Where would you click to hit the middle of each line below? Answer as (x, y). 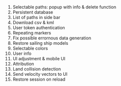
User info (22, 53)
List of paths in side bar (36, 17)
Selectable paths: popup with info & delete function (64, 7)
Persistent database (33, 12)
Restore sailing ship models (40, 43)
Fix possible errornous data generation (52, 38)
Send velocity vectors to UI (40, 74)
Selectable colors (30, 48)
